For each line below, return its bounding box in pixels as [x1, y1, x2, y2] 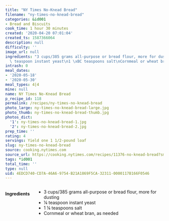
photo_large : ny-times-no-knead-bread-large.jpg [5, 105, 109, 111]
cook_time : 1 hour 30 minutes [5, 26, 69, 31]
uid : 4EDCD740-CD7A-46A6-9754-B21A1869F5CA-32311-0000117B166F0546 [5, 171, 150, 176]
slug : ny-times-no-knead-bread [5, 143, 71, 148]
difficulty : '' [5, 45, 37, 50]
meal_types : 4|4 [5, 82, 39, 87]
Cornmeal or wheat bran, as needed [43, 210, 119, 216]
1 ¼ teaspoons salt [43, 205, 82, 211]
